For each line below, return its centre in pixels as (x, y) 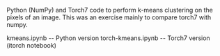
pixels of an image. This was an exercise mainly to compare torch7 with (109, 17)
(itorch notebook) (32, 45)
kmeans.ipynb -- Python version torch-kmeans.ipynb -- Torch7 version (108, 38)
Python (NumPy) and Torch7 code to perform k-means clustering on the (110, 10)
